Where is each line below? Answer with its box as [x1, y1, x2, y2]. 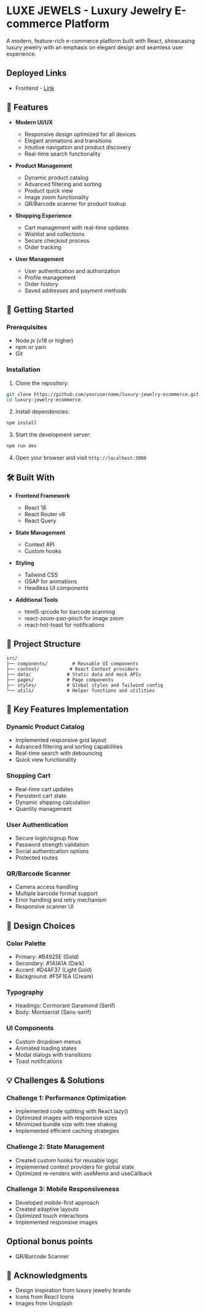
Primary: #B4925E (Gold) [15, 953, 79, 960]
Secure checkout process [24, 237, 90, 244]
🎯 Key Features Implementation [6, 704, 129, 715]
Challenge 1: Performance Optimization [6, 1094, 126, 1102]
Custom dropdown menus [15, 1038, 82, 1045]
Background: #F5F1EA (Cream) [15, 972, 94, 980]
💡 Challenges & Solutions [6, 1075, 105, 1086]
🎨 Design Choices [6, 920, 75, 931]
